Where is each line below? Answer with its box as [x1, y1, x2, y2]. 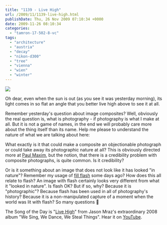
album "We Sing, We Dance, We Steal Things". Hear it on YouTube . [5, 213, 142, 220]
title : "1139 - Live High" [5, 7, 61, 12]
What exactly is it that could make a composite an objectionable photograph [5, 141, 162, 147]
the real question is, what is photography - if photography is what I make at [5, 115, 160, 121]
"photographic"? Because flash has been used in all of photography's [5, 188, 148, 194]
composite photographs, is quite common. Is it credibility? [5, 157, 124, 163]
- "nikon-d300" [9, 53, 41, 59]
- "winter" [9, 72, 32, 77]
